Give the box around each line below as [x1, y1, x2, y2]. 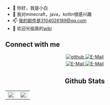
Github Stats [65, 77, 105, 85]
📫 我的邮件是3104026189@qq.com [12, 18, 87, 23]
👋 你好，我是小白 [12, 5, 48, 11]
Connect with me [5, 40, 61, 49]
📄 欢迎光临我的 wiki [12, 25, 52, 31]
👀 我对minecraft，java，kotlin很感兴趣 [12, 11, 92, 17]
